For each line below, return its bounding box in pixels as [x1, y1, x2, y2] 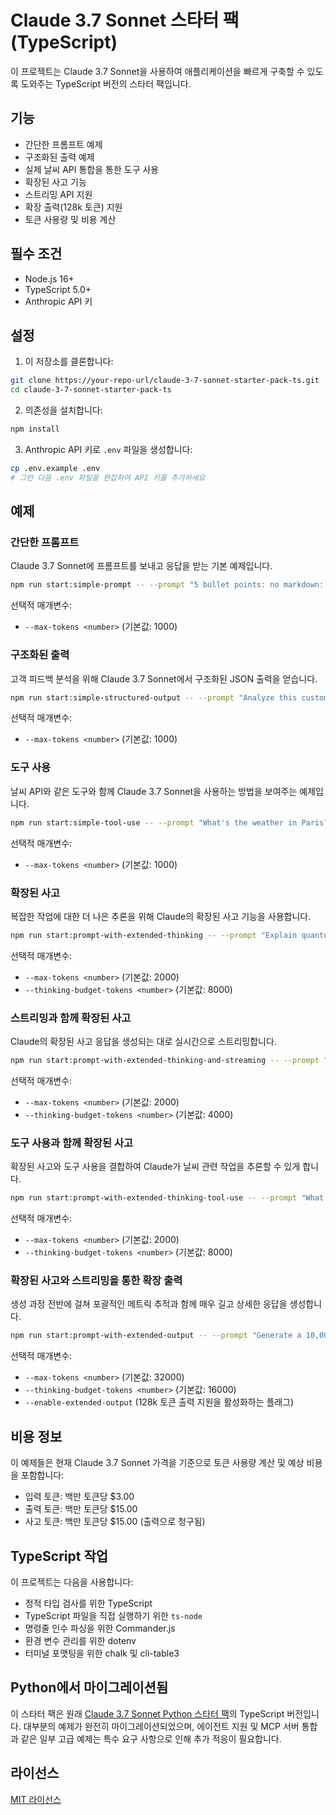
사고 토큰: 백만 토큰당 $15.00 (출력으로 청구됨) [24, 1516, 206, 1528]
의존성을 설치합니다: [24, 404, 103, 416]
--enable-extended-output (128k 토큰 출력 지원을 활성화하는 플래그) [24, 1396, 295, 1408]
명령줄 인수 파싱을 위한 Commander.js [24, 1622, 176, 1634]
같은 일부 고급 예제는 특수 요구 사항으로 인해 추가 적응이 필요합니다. [20, 1732, 282, 1745]
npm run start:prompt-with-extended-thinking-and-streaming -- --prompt [10, 1056, 320, 1066]
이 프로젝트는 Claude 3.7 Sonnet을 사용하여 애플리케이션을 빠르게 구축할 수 [10, 65, 305, 77]
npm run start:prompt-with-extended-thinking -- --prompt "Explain [10, 930, 298, 940]
